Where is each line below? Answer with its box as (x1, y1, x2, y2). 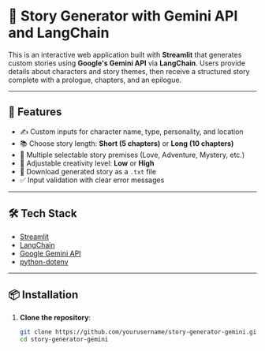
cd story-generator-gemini (19, 335, 109, 344)
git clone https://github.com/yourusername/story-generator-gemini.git (19, 328, 260, 336)
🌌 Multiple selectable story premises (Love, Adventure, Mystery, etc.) (19, 150, 245, 159)
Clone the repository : (19, 313, 91, 323)
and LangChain (8, 24, 110, 42)
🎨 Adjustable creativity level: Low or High (19, 158, 155, 168)
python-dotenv (19, 256, 69, 267)
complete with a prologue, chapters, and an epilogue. (8, 75, 182, 84)
